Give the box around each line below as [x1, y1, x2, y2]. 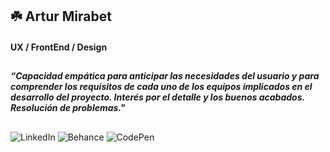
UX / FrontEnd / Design [10, 41, 108, 53]
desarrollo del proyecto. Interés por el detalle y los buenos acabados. [10, 91, 305, 103]
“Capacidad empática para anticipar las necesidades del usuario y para [10, 70, 320, 82]
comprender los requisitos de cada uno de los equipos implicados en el [10, 81, 313, 93]
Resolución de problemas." [10, 102, 126, 114]
